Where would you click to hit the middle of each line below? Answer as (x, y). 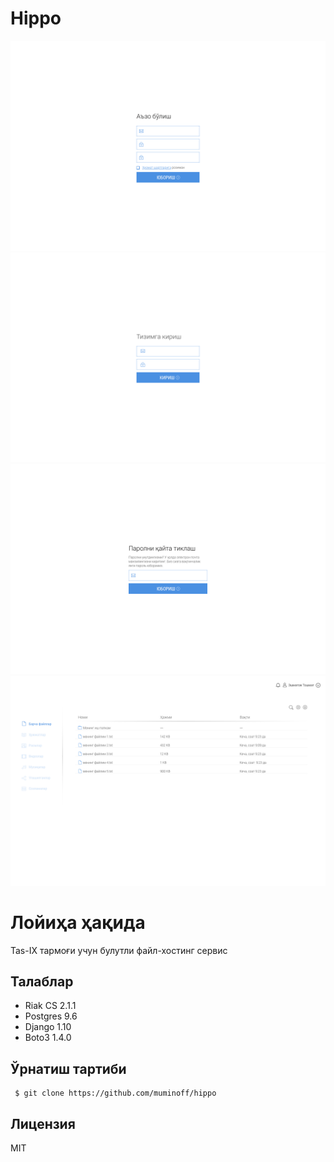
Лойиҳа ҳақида (78, 922)
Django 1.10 (48, 1027)
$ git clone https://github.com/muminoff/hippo (115, 1093)
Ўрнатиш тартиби (68, 1068)
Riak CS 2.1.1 (50, 1006)
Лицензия (43, 1123)
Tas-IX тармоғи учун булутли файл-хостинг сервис (119, 950)
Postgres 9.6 (51, 1016)
